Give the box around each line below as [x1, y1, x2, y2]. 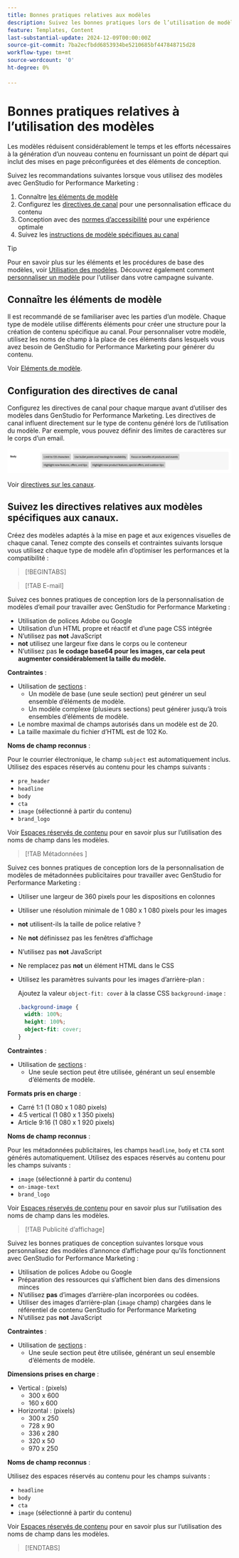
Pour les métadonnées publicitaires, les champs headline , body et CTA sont [7, 1145, 225, 1154]
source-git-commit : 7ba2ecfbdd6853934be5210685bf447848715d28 [7, 41, 196, 49]
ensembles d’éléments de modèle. [28, 712, 129, 721]
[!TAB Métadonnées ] [24, 849, 87, 858]
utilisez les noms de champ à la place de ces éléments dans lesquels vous [7, 335, 225, 344]
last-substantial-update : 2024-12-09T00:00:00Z [7, 34, 152, 41]
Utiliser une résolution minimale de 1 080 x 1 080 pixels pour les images [17, 906, 228, 914]
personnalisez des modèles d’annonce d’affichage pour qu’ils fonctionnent [7, 1246, 226, 1254]
